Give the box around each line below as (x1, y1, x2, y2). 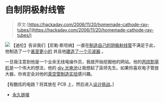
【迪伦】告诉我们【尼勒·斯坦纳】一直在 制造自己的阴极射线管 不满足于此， (11, 42, 158, 48)
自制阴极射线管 (5, 4, 65, 16)
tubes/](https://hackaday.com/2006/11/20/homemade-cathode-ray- (17, 27, 154, 33)
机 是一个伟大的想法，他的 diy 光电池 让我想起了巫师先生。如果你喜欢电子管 (5, 64, 155, 71)
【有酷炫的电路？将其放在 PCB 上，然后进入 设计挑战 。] (5, 81, 114, 87)
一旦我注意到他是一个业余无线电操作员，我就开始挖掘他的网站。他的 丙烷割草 (5, 59, 159, 64)
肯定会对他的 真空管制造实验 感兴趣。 (21, 71, 95, 77)
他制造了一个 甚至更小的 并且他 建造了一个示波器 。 (5, 48, 106, 54)
